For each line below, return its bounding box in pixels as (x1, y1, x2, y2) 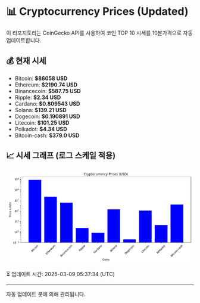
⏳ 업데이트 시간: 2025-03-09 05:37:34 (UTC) (6, 270, 115, 277)
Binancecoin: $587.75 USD (14, 87, 82, 94)
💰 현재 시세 (6, 56, 46, 66)
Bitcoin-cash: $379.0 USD (14, 132, 80, 139)
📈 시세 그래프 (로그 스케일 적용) (6, 150, 116, 161)
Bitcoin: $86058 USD (14, 75, 68, 82)
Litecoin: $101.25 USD (14, 119, 70, 126)
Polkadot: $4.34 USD (14, 125, 67, 132)
